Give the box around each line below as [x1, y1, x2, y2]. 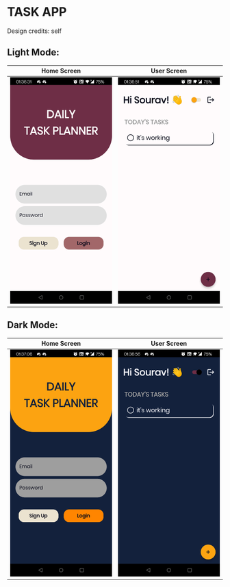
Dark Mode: [7, 319, 58, 331]
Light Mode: [7, 47, 60, 58]
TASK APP [7, 4, 67, 20]
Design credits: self [7, 27, 62, 35]
